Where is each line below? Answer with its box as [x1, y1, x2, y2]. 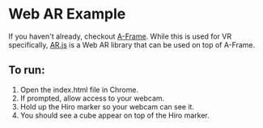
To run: [8, 64, 45, 77]
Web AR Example [8, 5, 126, 23]
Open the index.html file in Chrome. [19, 85, 139, 94]
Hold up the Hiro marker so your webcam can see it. [19, 101, 194, 111]
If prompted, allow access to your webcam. [19, 93, 165, 103]
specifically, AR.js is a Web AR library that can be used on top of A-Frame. [8, 39, 256, 49]
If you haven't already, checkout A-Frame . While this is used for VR [8, 31, 232, 41]
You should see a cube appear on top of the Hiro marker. [19, 110, 210, 120]
